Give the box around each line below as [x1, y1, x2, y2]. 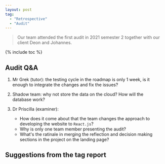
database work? [12, 97, 45, 102]
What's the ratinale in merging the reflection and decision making [19, 131, 153, 137]
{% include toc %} [5, 49, 43, 55]
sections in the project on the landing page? [19, 136, 110, 143]
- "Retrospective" [9, 16, 48, 21]
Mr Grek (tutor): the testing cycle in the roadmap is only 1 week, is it [12, 77, 150, 83]
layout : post [5, 7, 32, 12]
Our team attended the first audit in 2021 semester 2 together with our [17, 34, 160, 40]
